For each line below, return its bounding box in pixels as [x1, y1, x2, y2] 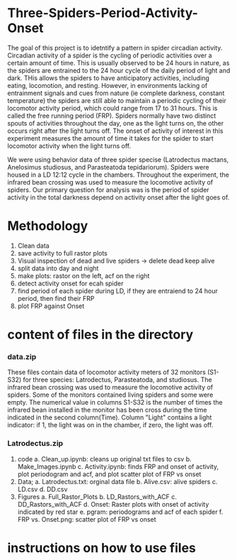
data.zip [7, 351, 37, 361]
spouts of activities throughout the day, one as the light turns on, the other [7, 119, 224, 127]
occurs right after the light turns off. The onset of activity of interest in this [7, 126, 224, 135]
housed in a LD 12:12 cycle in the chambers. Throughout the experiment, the [7, 170, 230, 179]
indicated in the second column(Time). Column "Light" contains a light [7, 413, 212, 422]
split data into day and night [17, 264, 99, 273]
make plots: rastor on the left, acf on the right [17, 271, 150, 280]
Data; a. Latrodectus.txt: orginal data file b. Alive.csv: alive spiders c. [17, 477, 218, 485]
